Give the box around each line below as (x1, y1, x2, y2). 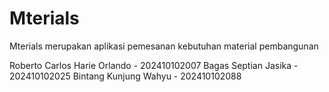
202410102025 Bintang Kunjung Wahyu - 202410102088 (9, 70, 242, 82)
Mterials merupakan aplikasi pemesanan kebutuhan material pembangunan (9, 40, 319, 52)
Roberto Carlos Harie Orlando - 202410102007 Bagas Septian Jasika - (9, 59, 299, 71)
